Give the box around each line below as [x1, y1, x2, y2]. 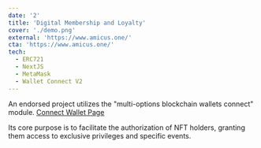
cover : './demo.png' [8, 26, 76, 34]
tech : [8, 48, 26, 56]
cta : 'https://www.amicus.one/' [8, 41, 114, 49]
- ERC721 [15, 56, 44, 64]
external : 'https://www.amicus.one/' [8, 33, 132, 42]
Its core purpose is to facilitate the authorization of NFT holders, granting [8, 123, 246, 132]
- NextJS [15, 63, 44, 71]
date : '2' [8, 11, 41, 20]
